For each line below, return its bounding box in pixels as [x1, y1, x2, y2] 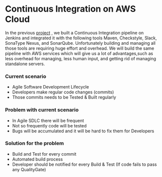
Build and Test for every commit [12, 151, 77, 157]
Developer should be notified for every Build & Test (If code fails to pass [12, 161, 157, 167]
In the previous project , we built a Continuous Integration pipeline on [5, 30, 144, 35]
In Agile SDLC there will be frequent [12, 118, 84, 124]
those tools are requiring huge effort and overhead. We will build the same [5, 45, 155, 51]
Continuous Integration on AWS [5, 3, 136, 15]
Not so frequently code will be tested [12, 123, 87, 128]
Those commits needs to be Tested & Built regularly [12, 94, 116, 100]
